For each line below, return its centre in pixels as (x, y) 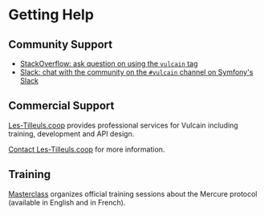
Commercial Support (61, 106)
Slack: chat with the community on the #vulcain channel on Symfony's (136, 72)
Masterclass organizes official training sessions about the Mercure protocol (133, 193)
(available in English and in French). (67, 202)
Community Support (61, 45)
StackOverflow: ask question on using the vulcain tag (109, 63)
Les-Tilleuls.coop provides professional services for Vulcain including (123, 125)
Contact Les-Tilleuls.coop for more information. (87, 149)
